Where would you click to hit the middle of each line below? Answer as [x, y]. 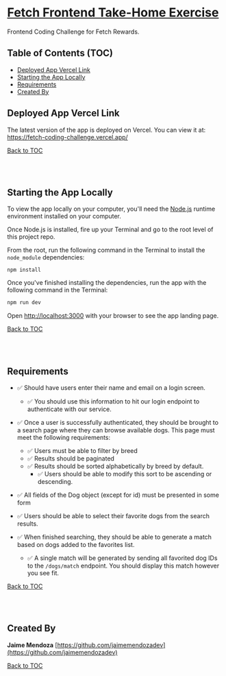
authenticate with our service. [69, 409]
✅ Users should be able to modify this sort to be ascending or [125, 474]
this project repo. [31, 237]
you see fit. [43, 573]
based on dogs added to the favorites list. [76, 545]
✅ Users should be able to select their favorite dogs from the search [113, 516]
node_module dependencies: [46, 257]
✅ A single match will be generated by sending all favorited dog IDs [122, 558]
